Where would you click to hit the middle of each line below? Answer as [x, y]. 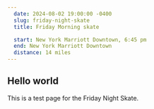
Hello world [33, 81]
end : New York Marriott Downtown [63, 46]
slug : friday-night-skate [52, 20]
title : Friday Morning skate [57, 27]
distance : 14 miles [42, 53]
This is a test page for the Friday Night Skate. [73, 98]
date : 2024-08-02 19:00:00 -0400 [63, 14]
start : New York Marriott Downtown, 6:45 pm [80, 39]
